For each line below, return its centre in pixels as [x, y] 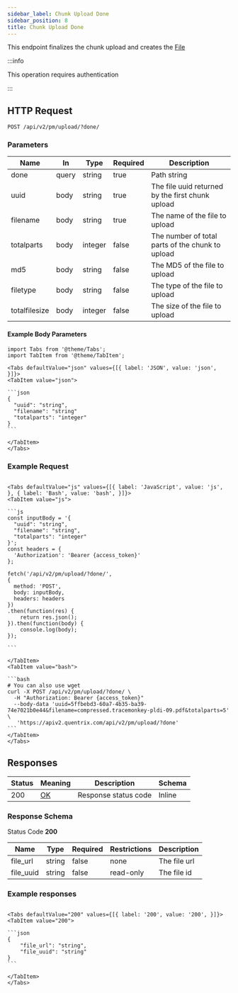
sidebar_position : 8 [38, 21]
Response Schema [40, 816]
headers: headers [39, 599]
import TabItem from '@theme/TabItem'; [66, 355]
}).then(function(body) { [45, 623]
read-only [127, 873]
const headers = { [34, 549]
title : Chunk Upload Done [45, 27]
